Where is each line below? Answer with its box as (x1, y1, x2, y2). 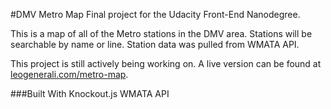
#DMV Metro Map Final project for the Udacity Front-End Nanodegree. (10, 9, 301, 20)
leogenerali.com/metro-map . (10, 69, 129, 80)
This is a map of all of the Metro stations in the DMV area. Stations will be (10, 28, 313, 39)
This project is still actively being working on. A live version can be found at (10, 58, 322, 69)
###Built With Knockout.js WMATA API (10, 88, 170, 99)
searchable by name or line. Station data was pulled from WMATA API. (10, 39, 300, 50)
